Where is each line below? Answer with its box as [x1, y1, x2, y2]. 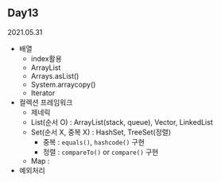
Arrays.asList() [30, 71, 79, 80]
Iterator [30, 87, 56, 98]
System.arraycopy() [30, 79, 96, 89]
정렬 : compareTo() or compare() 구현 [42, 147, 159, 157]
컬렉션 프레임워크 [18, 97, 73, 106]
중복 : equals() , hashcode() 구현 [42, 137, 145, 146]
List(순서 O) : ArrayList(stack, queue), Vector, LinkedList [30, 117, 213, 126]
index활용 [30, 53, 63, 63]
